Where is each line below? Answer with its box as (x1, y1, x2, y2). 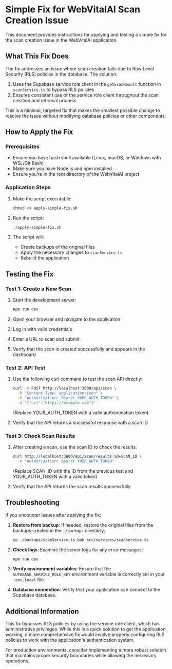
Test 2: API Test (5, 364, 45, 371)
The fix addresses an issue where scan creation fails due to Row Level (5, 65, 155, 71)
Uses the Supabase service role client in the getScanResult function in (12, 81, 161, 87)
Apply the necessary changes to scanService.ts (20, 249, 123, 255)
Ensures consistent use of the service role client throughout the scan (12, 91, 159, 98)
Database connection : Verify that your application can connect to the (12, 587, 161, 593)
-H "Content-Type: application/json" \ (17, 391, 103, 396)
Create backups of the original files (20, 244, 95, 250)
